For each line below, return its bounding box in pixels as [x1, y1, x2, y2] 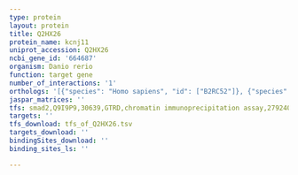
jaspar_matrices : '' [9, 95, 86, 104]
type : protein [9, 12, 62, 22]
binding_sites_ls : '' [9, 144, 90, 153]
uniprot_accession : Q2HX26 [9, 46, 109, 55]
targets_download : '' [9, 128, 90, 137]
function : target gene [9, 71, 93, 80]
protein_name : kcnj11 [9, 37, 90, 47]
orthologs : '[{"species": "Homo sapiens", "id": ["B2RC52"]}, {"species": [9, 87, 292, 95]
